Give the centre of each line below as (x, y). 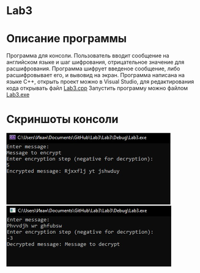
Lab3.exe (18, 95)
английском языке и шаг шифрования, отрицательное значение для (95, 62)
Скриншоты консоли (62, 119)
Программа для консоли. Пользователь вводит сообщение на (88, 56)
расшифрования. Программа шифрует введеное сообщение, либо (93, 69)
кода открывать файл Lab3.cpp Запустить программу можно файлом (97, 88)
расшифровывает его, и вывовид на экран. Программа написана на (96, 75)
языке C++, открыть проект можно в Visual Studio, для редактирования (100, 82)
